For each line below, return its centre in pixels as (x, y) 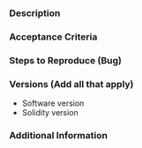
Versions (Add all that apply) (71, 84)
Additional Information (59, 135)
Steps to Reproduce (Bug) (65, 60)
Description (35, 13)
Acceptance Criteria (53, 36)
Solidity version (50, 113)
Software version (53, 103)
